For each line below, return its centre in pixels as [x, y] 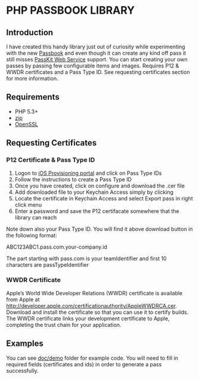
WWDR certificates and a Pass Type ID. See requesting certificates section [98, 72]
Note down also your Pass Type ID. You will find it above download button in [99, 229]
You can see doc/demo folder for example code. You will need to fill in [92, 358]
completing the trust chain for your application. [64, 325]
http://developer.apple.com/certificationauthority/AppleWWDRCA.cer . [92, 305]
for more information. [32, 78]
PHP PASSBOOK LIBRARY [71, 10]
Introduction [30, 33]
